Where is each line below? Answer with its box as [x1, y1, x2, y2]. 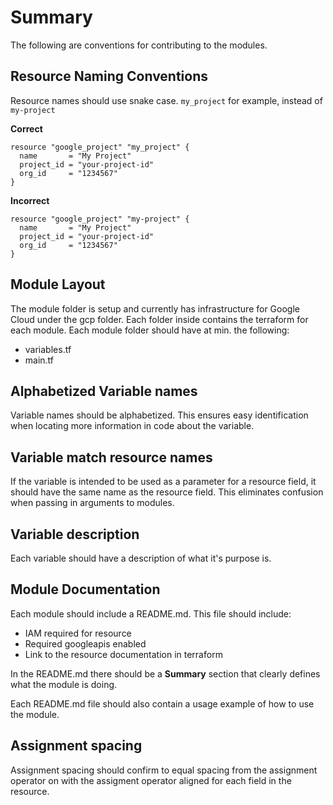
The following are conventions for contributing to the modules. [10, 39, 268, 51]
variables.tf [24, 343, 72, 355]
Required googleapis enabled [24, 637, 147, 650]
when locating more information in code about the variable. [10, 420, 255, 432]
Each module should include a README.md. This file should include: [10, 607, 292, 620]
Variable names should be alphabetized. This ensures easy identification [10, 409, 309, 421]
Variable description [10, 526, 140, 543]
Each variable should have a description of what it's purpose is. [10, 552, 272, 564]
